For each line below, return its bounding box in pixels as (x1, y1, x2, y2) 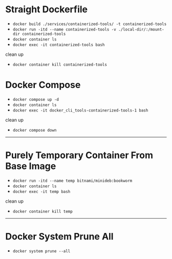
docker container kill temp (12, 209, 73, 214)
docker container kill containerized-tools (12, 62, 107, 67)
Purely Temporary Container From (5, 149, 154, 161)
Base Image (5, 160, 56, 172)
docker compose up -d (12, 97, 59, 102)
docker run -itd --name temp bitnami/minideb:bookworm (12, 178, 133, 183)
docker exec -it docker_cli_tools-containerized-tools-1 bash (12, 107, 148, 113)
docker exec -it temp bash (12, 189, 71, 194)
